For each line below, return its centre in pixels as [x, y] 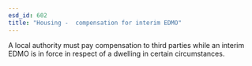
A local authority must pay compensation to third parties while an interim [126, 45]
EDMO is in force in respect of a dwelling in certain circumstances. [117, 53]
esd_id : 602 [28, 15]
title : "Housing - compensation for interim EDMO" [95, 23]
